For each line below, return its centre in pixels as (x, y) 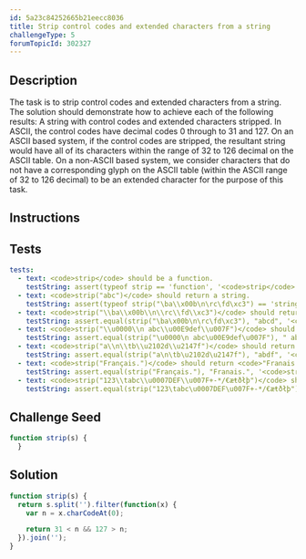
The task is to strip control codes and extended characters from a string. (146, 102)
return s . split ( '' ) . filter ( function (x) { (97, 504)
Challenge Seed (56, 417)
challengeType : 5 (42, 35)
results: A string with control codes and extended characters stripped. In (146, 122)
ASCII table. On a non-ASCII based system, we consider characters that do (150, 160)
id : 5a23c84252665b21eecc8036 (67, 18)
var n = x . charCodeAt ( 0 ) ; (75, 513)
